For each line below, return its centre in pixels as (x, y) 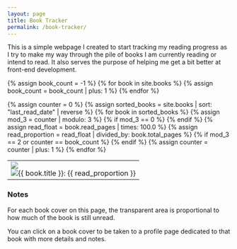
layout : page (27, 14)
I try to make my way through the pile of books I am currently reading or (112, 54)
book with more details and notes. (57, 238)
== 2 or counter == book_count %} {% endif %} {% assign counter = (108, 142)
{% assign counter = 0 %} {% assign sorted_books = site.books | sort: (110, 105)
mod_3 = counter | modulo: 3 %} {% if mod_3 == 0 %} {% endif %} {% (110, 120)
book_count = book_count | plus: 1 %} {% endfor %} (83, 91)
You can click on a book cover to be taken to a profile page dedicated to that (119, 231)
